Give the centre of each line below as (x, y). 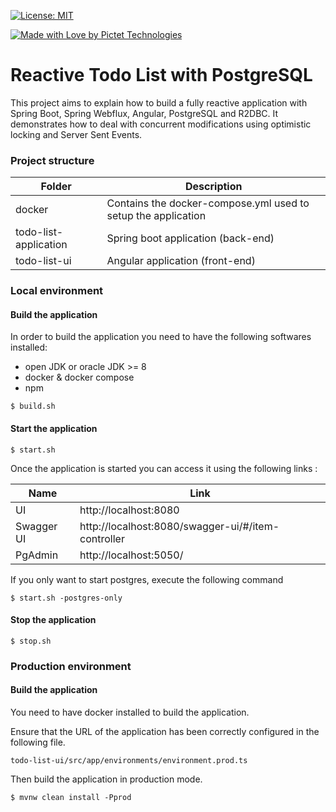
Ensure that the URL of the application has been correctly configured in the (165, 731)
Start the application (54, 428)
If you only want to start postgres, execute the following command (147, 579)
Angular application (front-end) (181, 261)
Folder (56, 187)
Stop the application (53, 620)
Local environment (57, 291)
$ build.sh (33, 406)
